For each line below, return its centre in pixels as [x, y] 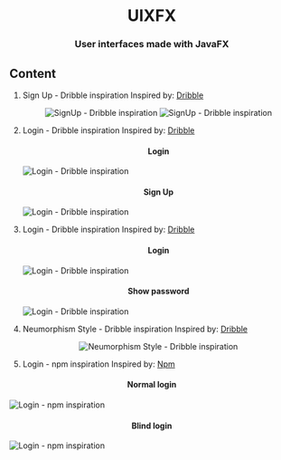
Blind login [152, 426]
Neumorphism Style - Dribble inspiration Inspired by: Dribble [135, 329]
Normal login [152, 385]
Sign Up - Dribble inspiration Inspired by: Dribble [113, 95]
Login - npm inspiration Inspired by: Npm [99, 364]
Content [33, 73]
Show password [159, 292]
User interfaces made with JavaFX [152, 44]
